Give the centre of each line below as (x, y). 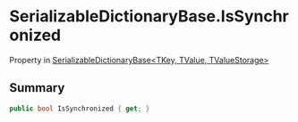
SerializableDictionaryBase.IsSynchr (149, 16)
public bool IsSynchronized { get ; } (80, 109)
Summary (37, 88)
